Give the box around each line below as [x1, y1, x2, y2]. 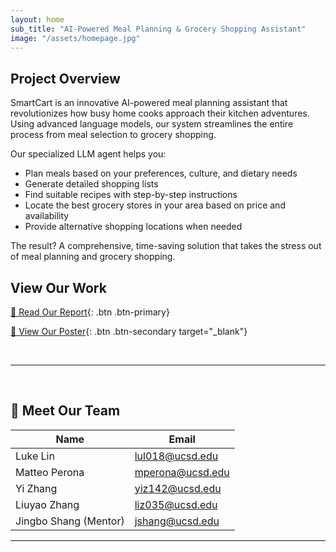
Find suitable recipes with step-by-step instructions [24, 189, 238, 201]
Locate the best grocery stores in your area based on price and [24, 199, 286, 211]
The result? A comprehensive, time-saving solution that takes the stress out [10, 240, 322, 252]
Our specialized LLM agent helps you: [10, 148, 167, 160]
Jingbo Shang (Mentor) [15, 514, 125, 528]
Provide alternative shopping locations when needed [24, 221, 243, 233]
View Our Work [10, 279, 107, 296]
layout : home [10, 14, 65, 25]
